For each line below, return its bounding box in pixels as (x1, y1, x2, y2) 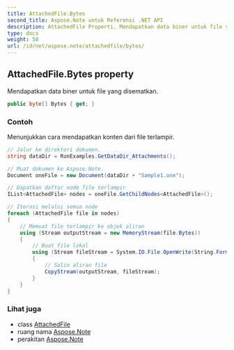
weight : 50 (7, 36, 39, 43)
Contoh (7, 116, 33, 126)
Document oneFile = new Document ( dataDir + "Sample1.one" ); (7, 172, 186, 178)
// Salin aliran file (44, 262, 108, 269)
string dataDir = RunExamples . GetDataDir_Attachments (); (7, 153, 176, 160)
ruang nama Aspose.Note (17, 327, 91, 335)
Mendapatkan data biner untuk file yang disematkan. (7, 86, 159, 95)
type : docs (7, 29, 39, 37)
